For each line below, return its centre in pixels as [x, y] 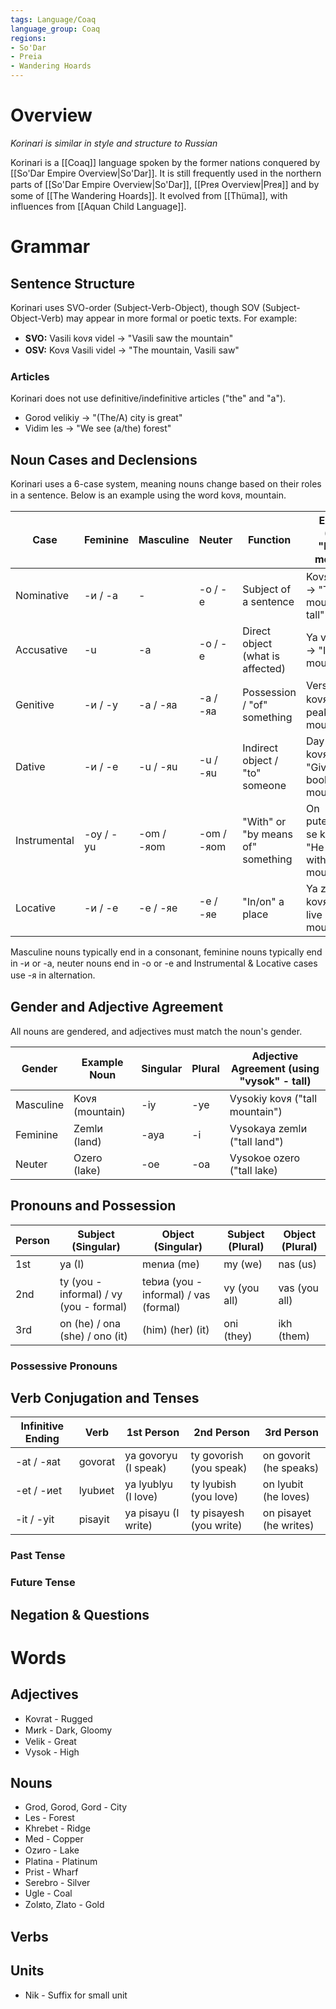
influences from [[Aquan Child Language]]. [98, 206]
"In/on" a [263, 902]
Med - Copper [54, 1839]
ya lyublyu [149, 1484]
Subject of [267, 589]
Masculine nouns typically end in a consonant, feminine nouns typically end [166, 952]
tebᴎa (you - [172, 1281]
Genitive [35, 705]
